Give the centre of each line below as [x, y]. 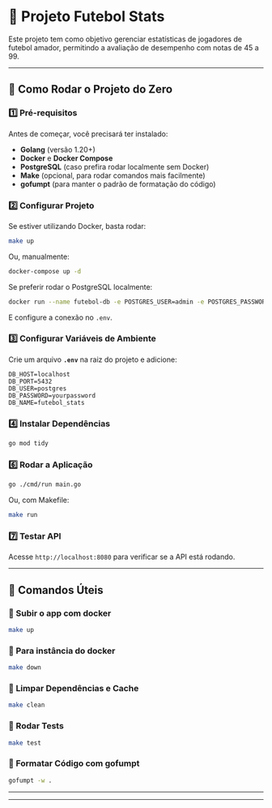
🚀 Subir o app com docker [60, 613]
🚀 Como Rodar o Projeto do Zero [90, 90]
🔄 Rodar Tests [36, 726]
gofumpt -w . [30, 780]
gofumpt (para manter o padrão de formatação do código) [118, 184]
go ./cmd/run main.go [45, 485]
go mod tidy [28, 444]
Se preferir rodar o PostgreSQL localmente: [81, 286]
